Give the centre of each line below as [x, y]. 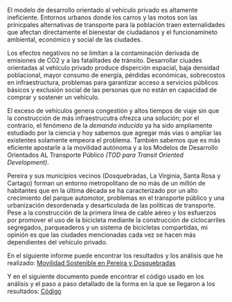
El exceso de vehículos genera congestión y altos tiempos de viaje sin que [113, 111]
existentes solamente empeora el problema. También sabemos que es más [114, 140]
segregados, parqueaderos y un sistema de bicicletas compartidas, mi [107, 227]
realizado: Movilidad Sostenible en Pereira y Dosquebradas [91, 263]
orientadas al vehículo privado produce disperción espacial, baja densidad [113, 68]
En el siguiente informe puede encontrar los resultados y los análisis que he [115, 255]
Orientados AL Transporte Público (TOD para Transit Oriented [95, 155]
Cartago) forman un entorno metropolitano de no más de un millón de [106, 183]
